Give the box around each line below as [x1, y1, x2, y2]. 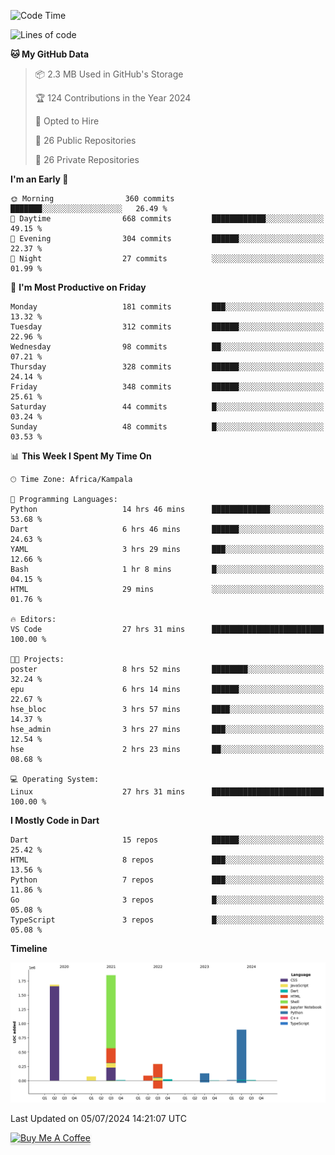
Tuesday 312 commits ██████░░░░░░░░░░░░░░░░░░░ [10, 322, 325, 332]
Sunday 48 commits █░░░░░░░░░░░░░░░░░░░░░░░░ [10, 422, 325, 432]
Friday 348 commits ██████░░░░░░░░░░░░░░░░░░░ [10, 382, 325, 392]
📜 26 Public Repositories [34, 135, 137, 146]
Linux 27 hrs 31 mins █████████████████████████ [10, 787, 325, 797]
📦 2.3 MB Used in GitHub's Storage [34, 68, 184, 80]
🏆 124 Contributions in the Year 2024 [34, 92, 192, 104]
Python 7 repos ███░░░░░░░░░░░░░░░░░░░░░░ [10, 875, 325, 885]
